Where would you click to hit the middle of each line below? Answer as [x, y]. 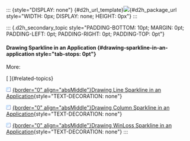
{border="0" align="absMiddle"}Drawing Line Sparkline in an [87, 90]
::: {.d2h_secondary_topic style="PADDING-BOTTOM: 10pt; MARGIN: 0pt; [95, 28]
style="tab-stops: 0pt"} [66, 54]
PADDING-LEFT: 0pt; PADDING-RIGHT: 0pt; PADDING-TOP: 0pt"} [85, 34]
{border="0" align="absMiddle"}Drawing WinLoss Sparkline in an [92, 126]
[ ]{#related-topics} [30, 78]
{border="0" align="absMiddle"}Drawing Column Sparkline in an [91, 108]
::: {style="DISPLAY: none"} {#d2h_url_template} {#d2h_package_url [91, 10]
